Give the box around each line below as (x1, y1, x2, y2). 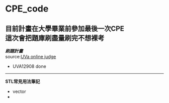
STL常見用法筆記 (5, 78, 40, 84)
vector (12, 88, 26, 94)
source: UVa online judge (5, 54, 56, 59)
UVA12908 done (12, 63, 46, 69)
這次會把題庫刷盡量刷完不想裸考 (5, 34, 105, 42)
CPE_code (5, 3, 49, 15)
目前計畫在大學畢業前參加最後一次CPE (5, 24, 124, 33)
